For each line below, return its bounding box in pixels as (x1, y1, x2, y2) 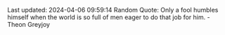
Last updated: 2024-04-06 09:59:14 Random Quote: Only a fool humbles (7, 6, 219, 14)
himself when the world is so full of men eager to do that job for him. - (7, 13, 210, 21)
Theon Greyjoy (7, 21, 51, 28)
